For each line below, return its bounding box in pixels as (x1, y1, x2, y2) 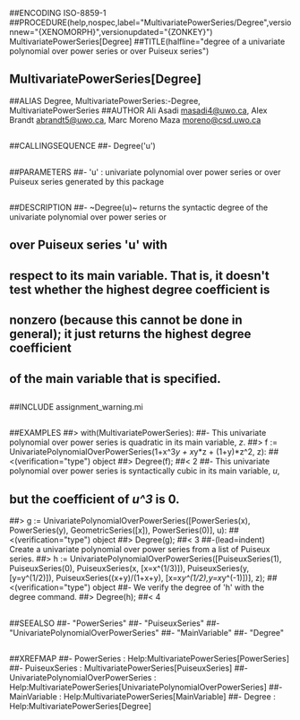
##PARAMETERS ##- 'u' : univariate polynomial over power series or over (9, 166, 281, 178)
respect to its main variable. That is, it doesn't (9, 268, 270, 283)
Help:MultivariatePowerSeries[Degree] (9, 700, 152, 711)
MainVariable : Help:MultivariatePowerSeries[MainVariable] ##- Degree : (9, 690, 276, 702)
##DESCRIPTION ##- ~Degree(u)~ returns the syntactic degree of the (9, 202, 269, 213)
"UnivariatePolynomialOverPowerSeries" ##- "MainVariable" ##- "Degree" (9, 627, 285, 638)
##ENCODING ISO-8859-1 (9, 8, 107, 18)
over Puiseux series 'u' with (9, 238, 168, 253)
